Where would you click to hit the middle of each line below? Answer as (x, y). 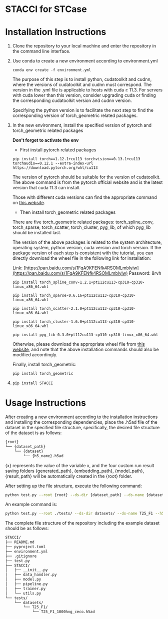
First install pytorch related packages (58, 150)
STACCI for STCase (46, 9)
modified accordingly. (35, 355)
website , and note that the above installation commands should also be (85, 349)
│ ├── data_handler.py (31, 575)
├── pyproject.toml (25, 547)
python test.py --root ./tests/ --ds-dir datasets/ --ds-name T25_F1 (79, 514)
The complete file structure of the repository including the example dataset (82, 523)
